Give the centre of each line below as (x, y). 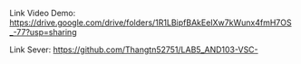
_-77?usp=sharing (43, 32)
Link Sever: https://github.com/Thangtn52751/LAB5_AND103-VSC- (134, 50)
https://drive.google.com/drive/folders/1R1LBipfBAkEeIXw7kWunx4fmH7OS (150, 23)
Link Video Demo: (43, 13)
